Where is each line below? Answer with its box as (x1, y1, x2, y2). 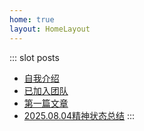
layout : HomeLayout (9, 24, 91, 34)
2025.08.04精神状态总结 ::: (23, 109, 136, 121)
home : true (9, 14, 55, 25)
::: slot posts (9, 51, 60, 63)
